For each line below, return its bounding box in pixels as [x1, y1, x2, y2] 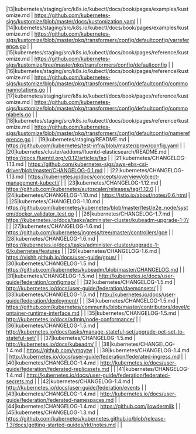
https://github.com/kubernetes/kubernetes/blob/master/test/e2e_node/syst [6, 204, 188, 211]
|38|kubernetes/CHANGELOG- [101, 341, 176, 348]
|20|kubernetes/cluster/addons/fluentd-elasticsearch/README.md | [6, 148, 170, 155]
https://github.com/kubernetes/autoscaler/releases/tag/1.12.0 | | [6, 186, 160, 192]
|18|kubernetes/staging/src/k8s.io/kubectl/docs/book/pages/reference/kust [6, 117, 189, 124]
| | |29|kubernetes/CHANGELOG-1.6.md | [61, 248, 160, 254]
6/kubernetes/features [6, 248, 60, 254]
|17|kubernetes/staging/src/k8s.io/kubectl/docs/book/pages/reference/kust [6, 92, 189, 99]
